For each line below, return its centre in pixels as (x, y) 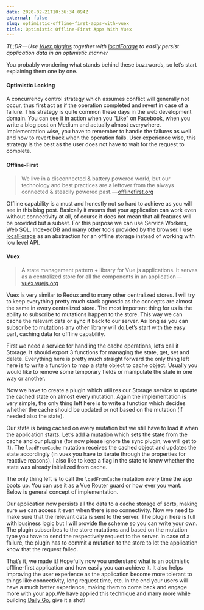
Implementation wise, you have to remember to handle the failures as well (99, 132)
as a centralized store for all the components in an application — (101, 277)
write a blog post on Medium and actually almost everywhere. (84, 125)
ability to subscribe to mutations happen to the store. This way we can (94, 314)
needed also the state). (35, 416)
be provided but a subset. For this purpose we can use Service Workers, (97, 223)
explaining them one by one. (42, 72)
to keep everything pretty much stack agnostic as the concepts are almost (100, 301)
